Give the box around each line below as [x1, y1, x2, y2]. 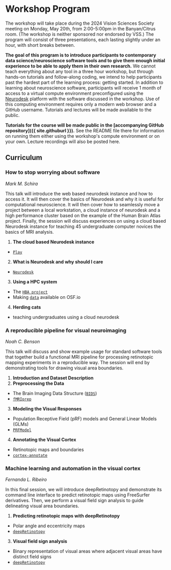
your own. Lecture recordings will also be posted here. [5, 138, 120, 145]
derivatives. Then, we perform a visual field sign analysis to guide [5, 497, 144, 504]
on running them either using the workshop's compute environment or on [5, 133, 160, 139]
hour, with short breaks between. [5, 42, 75, 48]
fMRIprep [12, 397, 32, 402]
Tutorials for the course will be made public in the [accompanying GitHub [5, 122, 164, 128]
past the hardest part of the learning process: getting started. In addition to [5, 79, 164, 85]
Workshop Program [5, 3, 91, 15]
